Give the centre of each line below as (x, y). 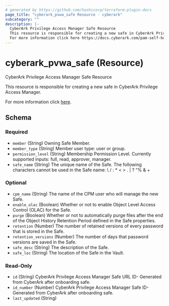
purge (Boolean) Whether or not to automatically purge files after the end (88, 215)
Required (17, 132)
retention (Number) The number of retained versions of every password (88, 226)
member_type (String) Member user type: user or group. (69, 148)
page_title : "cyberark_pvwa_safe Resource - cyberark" (64, 15)
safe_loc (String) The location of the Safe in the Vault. (68, 253)
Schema (18, 118)
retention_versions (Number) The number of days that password (80, 236)
